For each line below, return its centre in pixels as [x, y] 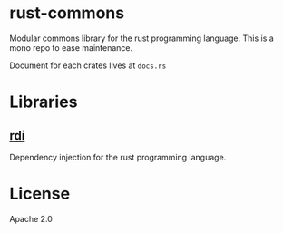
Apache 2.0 [31, 218]
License [40, 194]
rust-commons [67, 13]
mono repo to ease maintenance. [71, 47]
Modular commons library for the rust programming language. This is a [141, 38]
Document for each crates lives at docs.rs [88, 65]
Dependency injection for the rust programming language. [118, 157]
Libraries [44, 102]
